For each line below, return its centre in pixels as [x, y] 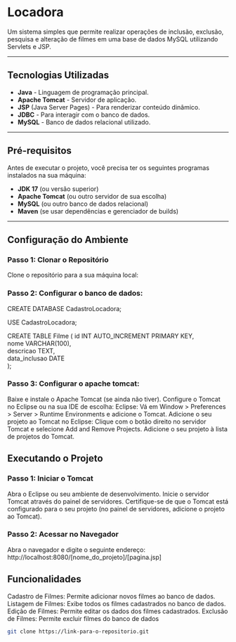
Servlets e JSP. [29, 46]
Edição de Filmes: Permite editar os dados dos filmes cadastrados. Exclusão [118, 611]
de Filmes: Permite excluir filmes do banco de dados [83, 618]
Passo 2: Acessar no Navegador [63, 535]
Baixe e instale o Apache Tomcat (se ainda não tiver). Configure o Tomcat [114, 399]
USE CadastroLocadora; [42, 322]
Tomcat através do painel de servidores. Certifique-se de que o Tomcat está [118, 501]
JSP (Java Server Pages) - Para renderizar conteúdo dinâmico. [109, 107]
